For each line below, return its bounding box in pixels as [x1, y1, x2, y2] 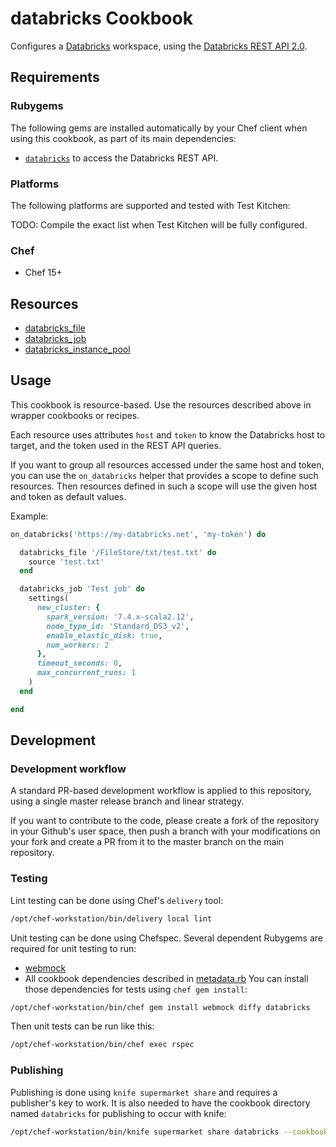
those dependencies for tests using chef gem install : [24, 983, 248, 995]
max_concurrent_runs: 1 [36, 668, 137, 678]
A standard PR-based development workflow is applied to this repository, [10, 785, 312, 797]
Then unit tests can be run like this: [10, 1020, 155, 1032]
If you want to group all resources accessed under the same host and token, [10, 458, 325, 471]
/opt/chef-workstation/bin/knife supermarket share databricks [10, 1127, 280, 1137]
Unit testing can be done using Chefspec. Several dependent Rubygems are [10, 932, 323, 944]
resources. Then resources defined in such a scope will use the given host [10, 480, 318, 492]
